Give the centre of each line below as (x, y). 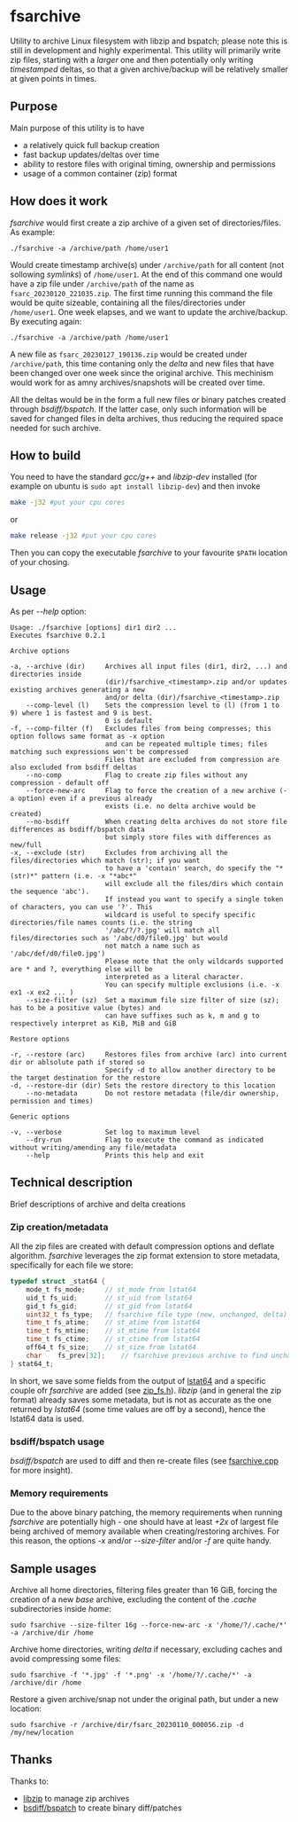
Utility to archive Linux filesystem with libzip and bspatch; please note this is (149, 41)
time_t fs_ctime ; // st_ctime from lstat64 (113, 1339)
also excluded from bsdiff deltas (74, 767)
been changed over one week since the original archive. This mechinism (142, 373)
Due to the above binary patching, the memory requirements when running (146, 1512)
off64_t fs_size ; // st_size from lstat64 (111, 1347)
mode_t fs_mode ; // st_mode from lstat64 (111, 1289)
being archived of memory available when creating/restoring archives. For (145, 1531)
